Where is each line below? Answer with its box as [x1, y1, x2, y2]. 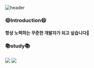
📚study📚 [5, 42, 31, 49]
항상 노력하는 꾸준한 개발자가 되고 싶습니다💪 [5, 30, 90, 35]
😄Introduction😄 [5, 17, 46, 24]
